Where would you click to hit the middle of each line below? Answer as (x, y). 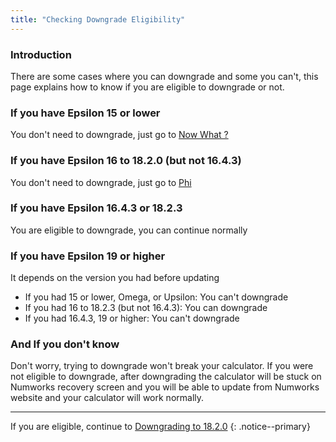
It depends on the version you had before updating (115, 278)
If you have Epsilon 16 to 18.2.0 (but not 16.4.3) (126, 161)
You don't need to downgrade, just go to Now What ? (119, 135)
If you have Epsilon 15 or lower (85, 113)
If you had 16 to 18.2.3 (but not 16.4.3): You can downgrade (146, 308)
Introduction (41, 54)
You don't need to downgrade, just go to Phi (101, 182)
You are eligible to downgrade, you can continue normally (129, 230)
